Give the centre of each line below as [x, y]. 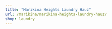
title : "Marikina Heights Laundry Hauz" [48, 10]
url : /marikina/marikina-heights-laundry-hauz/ [56, 14]
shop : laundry [20, 19]
